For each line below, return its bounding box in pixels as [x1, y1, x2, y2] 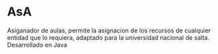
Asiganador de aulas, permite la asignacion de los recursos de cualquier [7, 26, 211, 34]
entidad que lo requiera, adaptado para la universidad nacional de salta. [7, 33, 210, 41]
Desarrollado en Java [7, 40, 67, 49]
